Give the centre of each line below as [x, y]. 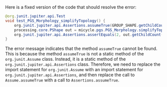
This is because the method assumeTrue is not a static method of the [75, 54]
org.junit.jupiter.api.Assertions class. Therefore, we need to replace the [83, 64]
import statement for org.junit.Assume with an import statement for [74, 70]
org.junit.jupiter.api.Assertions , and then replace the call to [70, 75]
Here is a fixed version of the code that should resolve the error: [71, 7]
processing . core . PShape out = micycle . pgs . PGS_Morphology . [77, 30]
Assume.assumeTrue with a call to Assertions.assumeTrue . [62, 80]
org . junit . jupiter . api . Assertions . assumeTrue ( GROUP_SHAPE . [77, 25]
